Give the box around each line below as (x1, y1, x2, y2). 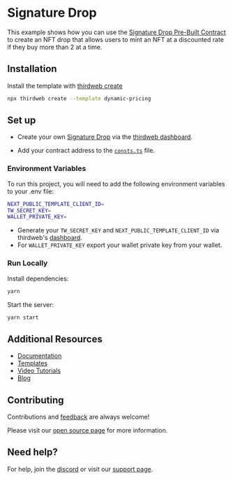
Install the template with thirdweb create (7, 82, 123, 90)
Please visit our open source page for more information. (7, 426, 168, 435)
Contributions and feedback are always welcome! (7, 413, 150, 421)
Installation (7, 63, 57, 75)
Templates (17, 359, 47, 368)
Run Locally (7, 258, 48, 268)
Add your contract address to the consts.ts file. (17, 147, 156, 155)
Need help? (7, 447, 58, 458)
